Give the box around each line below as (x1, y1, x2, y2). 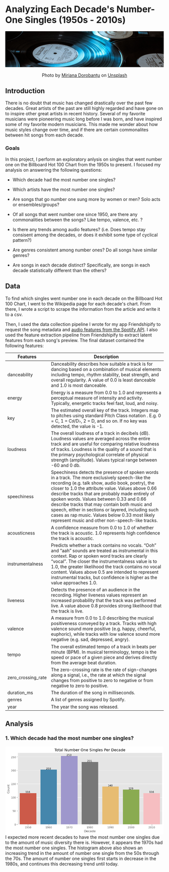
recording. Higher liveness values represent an (51, 592, 147, 598)
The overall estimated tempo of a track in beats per (51, 643, 157, 649)
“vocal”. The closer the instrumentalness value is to (51, 558, 157, 564)
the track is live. (51, 608, 84, 614)
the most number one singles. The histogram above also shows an (5, 845, 143, 851)
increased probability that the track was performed (51, 597, 156, 603)
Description (94, 354, 119, 360)
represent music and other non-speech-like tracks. (51, 517, 158, 523)
